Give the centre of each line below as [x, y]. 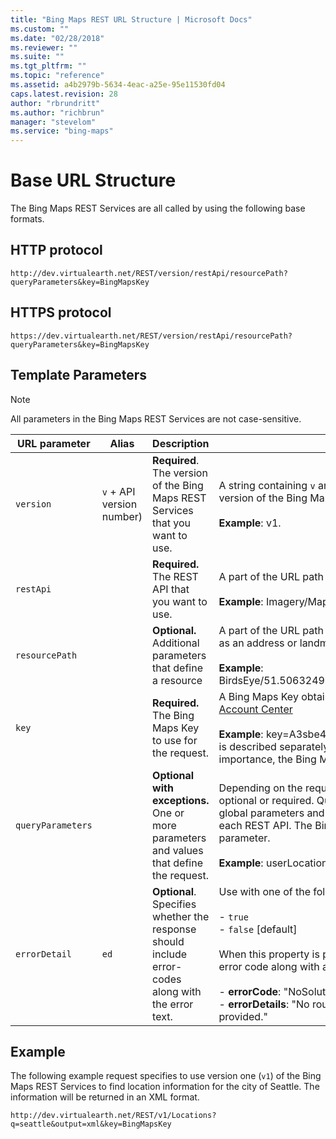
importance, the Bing [267, 759]
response [174, 929]
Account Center [255, 709]
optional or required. [266, 800]
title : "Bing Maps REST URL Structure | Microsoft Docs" [131, 19]
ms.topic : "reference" [57, 76]
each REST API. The [265, 825]
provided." [243, 1016]
